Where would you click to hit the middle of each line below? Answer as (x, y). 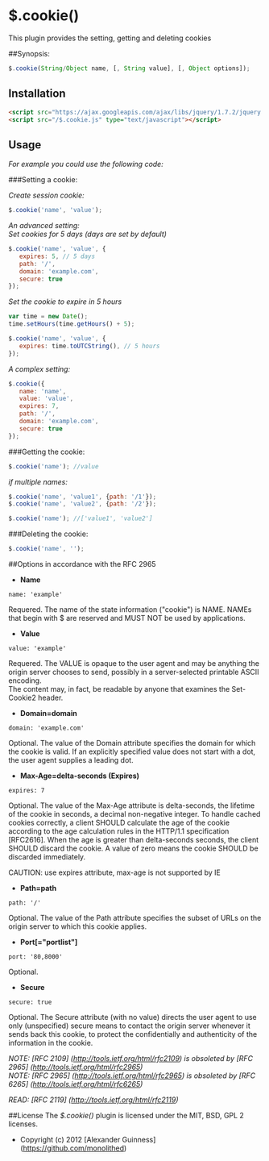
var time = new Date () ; (48, 317)
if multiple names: (38, 481)
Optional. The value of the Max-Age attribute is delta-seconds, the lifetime (132, 805)
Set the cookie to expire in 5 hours (65, 302)
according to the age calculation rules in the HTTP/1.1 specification (119, 831)
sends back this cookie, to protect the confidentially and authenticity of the (133, 1034)
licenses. (23, 1124)
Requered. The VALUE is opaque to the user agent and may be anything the (134, 664)
